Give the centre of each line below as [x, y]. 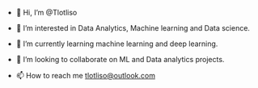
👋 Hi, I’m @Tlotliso [47, 13]
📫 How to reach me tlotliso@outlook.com [86, 75]
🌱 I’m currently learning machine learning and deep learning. [117, 44]
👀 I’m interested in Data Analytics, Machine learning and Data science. [133, 28]
